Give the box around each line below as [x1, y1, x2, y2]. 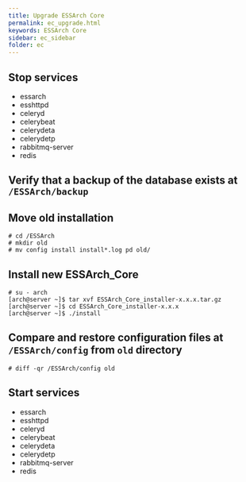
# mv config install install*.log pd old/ [8, 246, 151, 254]
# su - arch [8, 288, 48, 296]
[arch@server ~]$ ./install [8, 309, 102, 318]
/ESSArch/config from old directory [8, 343, 183, 357]
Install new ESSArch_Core [8, 268, 139, 281]
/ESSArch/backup [8, 186, 89, 198]
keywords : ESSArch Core [8, 26, 87, 34]
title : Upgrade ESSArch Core [8, 11, 105, 20]
